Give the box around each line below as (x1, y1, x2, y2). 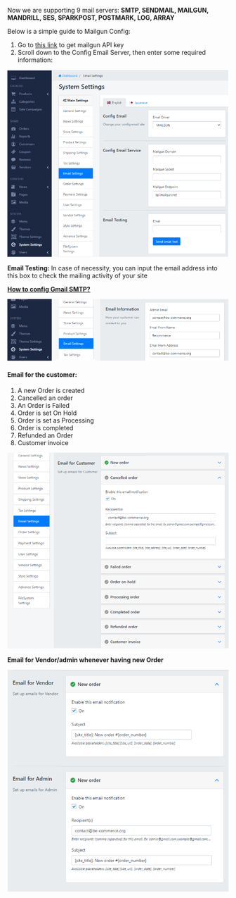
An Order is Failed (17, 401, 70, 409)
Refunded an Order (17, 431, 74, 439)
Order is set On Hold (17, 409, 77, 417)
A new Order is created (17, 386, 85, 394)
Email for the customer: (7, 370, 77, 379)
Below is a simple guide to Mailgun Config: (7, 27, 131, 35)
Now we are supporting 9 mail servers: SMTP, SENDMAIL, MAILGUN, (7, 6, 209, 14)
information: (17, 56, 53, 64)
